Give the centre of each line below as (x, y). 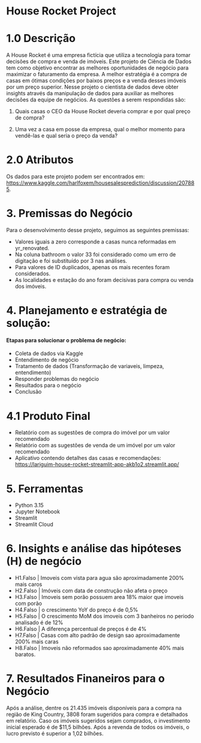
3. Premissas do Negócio (70, 213)
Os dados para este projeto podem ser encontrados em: (76, 177)
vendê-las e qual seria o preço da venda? (66, 136)
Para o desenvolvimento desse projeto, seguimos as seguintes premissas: (98, 230)
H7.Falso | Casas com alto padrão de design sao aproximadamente (97, 635)
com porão (28, 603)
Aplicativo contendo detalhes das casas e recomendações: (88, 458)
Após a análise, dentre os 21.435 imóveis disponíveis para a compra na (94, 708)
